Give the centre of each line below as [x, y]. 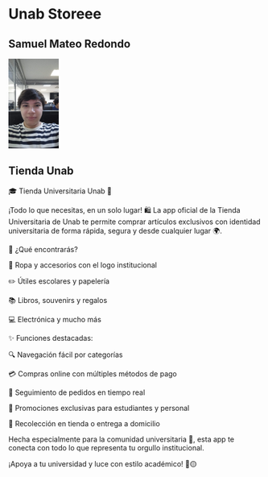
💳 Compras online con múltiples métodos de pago [93, 373]
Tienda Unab [41, 171]
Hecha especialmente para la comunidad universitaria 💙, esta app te [122, 439]
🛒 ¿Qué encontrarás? [43, 249]
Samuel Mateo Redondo [70, 44]
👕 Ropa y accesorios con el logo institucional [82, 265]
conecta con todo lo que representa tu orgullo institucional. [106, 447]
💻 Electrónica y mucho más [55, 319]
